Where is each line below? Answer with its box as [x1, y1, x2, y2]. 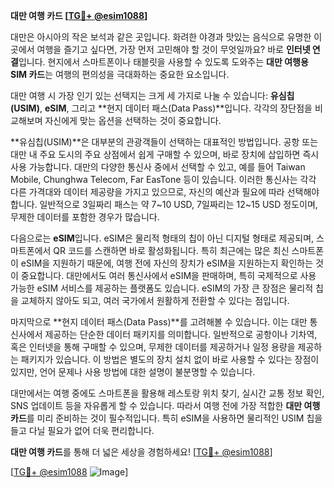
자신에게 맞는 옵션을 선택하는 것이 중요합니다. [44, 115, 222, 126]
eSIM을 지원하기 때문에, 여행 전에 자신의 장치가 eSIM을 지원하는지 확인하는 [20, 257, 314, 269]
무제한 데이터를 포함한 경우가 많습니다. [10, 211, 160, 223]
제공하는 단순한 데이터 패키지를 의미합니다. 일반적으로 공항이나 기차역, [44, 329, 318, 340]
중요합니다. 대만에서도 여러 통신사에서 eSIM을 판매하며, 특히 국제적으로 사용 [20, 270, 317, 281]
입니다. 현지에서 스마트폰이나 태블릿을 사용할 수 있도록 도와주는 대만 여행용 [18, 56, 309, 68]
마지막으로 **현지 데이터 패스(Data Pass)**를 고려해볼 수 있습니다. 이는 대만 [10, 316, 308, 328]
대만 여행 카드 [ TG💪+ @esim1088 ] [10, 10, 148, 21]
